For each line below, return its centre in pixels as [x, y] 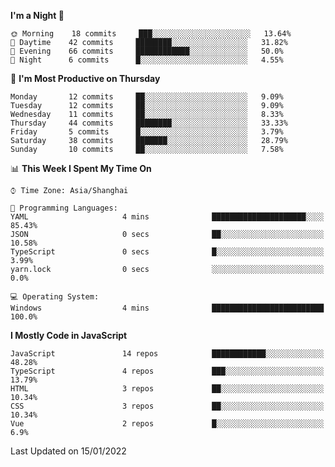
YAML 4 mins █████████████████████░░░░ [167, 217]
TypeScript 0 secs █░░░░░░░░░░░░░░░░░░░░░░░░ [167, 252]
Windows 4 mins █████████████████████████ [167, 308]
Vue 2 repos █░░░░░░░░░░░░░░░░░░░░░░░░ [167, 424]
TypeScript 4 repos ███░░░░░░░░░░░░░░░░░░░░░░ [167, 371]
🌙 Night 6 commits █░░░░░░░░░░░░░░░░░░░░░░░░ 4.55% [147, 60]
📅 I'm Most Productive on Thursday [85, 78]
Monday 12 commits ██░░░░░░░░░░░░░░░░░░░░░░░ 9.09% [147, 97]
